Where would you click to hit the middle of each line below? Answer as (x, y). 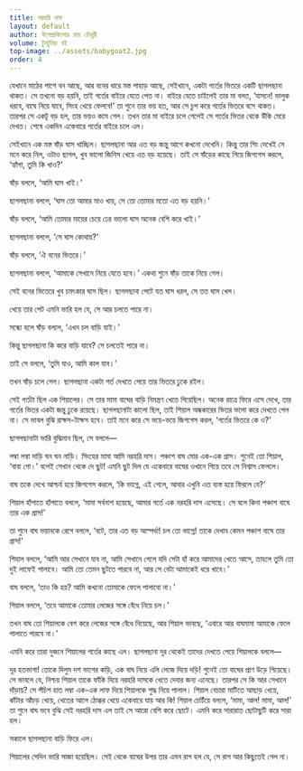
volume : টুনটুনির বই (38, 43)
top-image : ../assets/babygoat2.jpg (78, 52)
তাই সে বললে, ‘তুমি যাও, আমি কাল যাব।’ (63, 363)
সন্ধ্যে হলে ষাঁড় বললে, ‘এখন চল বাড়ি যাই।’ (64, 327)
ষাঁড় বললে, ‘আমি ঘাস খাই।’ (46, 183)
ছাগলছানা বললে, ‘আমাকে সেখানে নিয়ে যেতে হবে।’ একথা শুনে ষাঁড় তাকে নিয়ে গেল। (117, 273)
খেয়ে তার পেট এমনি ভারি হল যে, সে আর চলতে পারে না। (82, 309)
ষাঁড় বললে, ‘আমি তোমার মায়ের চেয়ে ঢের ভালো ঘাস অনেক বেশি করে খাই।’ (105, 219)
